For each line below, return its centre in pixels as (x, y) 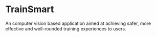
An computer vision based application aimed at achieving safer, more (78, 23)
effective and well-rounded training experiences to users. (66, 28)
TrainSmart (30, 9)
